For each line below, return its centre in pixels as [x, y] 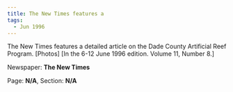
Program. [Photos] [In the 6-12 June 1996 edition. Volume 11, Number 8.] [111, 54]
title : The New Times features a [56, 14]
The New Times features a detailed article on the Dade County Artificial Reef [117, 47]
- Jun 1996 [29, 26]
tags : [15, 20]
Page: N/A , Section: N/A [42, 81]
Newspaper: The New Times [49, 68]
